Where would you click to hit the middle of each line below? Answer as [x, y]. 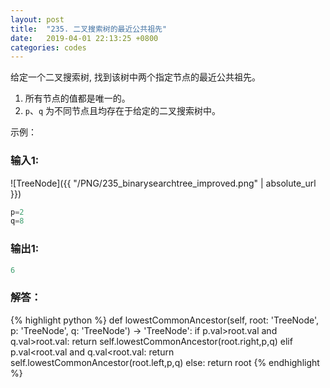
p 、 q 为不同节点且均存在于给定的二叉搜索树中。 [123, 111]
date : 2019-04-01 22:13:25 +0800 [84, 38]
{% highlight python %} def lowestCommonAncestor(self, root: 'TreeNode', [165, 320]
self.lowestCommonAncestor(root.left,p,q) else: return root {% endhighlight [165, 362]
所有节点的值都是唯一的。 [77, 98]
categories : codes [48, 47]
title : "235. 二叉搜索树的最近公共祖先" [89, 29]
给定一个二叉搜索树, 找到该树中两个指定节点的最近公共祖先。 [135, 77]
